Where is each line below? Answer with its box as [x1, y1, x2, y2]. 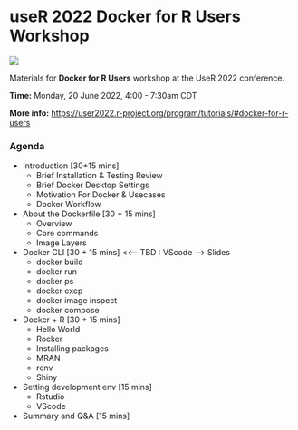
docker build [35, 256, 83, 268]
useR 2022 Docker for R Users [9, 6, 242, 27]
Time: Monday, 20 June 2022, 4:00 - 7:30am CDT [9, 90, 197, 100]
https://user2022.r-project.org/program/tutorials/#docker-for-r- [51, 107, 289, 119]
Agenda [9, 139, 45, 152]
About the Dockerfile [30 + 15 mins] [22, 208, 156, 219]
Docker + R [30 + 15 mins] [22, 314, 120, 325]
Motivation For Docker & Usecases [35, 189, 166, 200]
